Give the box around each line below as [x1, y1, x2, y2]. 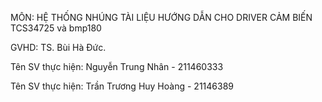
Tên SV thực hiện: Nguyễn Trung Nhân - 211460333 [10, 61, 224, 72]
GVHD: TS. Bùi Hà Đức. [10, 42, 107, 53]
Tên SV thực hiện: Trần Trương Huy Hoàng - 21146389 [10, 80, 234, 92]
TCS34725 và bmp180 [10, 22, 102, 34]
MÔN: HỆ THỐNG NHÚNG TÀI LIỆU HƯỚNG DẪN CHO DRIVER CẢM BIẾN [10, 12, 313, 23]
